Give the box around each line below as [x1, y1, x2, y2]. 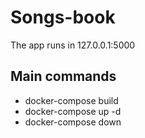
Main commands [10, 68, 117, 85]
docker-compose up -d [24, 105, 122, 117]
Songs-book [10, 6, 116, 29]
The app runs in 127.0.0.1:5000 [10, 39, 136, 51]
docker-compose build [24, 94, 119, 106]
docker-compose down [24, 116, 122, 128]
